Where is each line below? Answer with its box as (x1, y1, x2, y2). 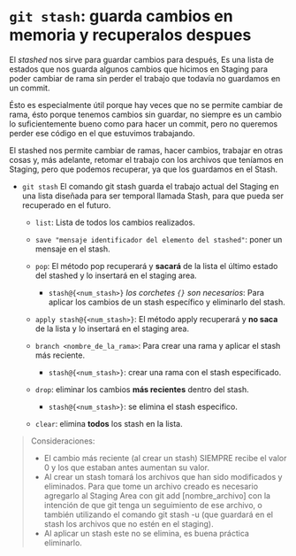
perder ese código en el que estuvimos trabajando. (9, 127, 195, 138)
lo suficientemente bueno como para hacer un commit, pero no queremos (9, 118, 278, 129)
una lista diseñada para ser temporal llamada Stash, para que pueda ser (21, 190, 285, 201)
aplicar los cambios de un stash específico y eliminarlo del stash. (48, 297, 285, 307)
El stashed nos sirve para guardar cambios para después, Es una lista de (9, 54, 274, 65)
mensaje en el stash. (34, 243, 110, 254)
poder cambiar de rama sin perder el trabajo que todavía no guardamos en (9, 73, 281, 83)
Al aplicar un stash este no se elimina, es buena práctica (43, 528, 250, 538)
